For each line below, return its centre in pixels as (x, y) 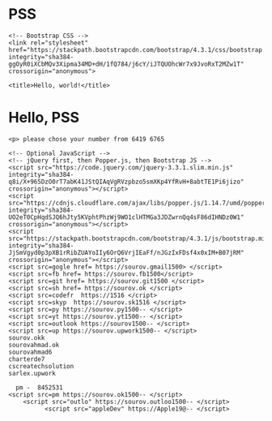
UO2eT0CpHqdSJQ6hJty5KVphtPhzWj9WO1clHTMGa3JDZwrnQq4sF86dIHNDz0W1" (126, 217)
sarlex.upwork (32, 373)
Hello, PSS (44, 118)
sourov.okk (27, 337)
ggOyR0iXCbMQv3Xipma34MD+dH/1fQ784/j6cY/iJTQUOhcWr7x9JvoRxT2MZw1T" (126, 64)
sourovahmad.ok (34, 345)
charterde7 (27, 359)
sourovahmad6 (30, 352)
